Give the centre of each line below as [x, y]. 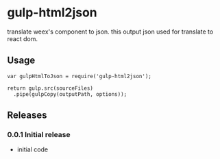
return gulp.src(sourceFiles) [50, 88]
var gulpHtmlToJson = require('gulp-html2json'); [80, 76]
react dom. [22, 38]
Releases [27, 115]
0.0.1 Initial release [39, 135]
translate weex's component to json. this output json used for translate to [110, 32]
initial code [33, 149]
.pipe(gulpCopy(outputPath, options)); [70, 94]
